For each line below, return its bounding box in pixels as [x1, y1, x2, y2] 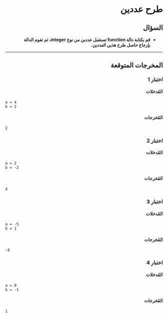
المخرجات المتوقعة [110, 61, 163, 69]
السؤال [143, 23, 163, 32]
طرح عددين [120, 3, 163, 15]
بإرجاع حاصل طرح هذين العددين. [90, 42, 150, 48]
